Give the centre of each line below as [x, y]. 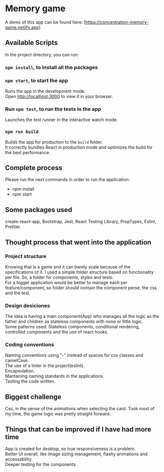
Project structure [26, 256]
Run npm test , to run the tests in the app [53, 109]
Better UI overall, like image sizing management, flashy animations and [76, 454]
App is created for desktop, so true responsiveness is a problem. [70, 449]
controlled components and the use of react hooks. [57, 332]
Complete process [34, 168]
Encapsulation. [20, 371]
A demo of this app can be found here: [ [45, 22]
